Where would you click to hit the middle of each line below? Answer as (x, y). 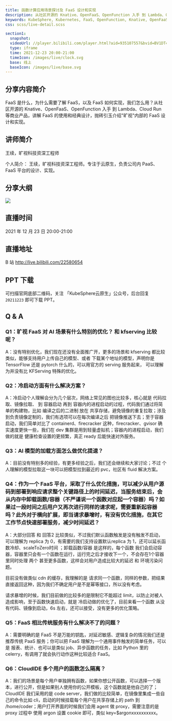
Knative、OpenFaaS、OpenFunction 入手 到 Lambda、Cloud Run (93, 109)
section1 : (16, 34)
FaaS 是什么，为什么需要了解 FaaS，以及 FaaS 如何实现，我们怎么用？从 (82, 103)
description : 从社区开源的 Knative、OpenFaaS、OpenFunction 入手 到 (76, 15)
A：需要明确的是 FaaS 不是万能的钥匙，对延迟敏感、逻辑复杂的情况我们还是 (85, 635)
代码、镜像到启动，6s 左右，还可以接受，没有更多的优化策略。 (76, 608)
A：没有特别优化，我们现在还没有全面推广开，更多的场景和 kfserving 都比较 (85, 352)
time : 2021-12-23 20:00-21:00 (42, 53)
